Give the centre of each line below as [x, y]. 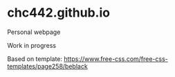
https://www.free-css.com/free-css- [116, 59]
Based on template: [35, 59]
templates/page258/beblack [47, 66]
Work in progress [32, 45]
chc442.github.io [59, 13]
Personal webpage [34, 32]
